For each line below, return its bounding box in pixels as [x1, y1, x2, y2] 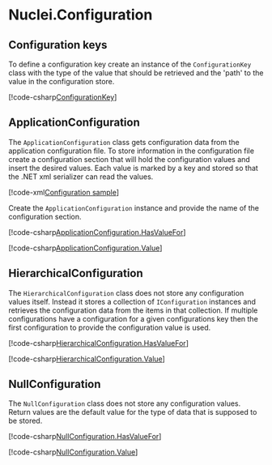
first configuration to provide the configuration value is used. [8, 322, 211, 332]
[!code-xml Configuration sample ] [8, 187, 120, 197]
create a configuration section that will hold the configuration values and [8, 154, 251, 164]
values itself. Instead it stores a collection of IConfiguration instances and [8, 296, 257, 306]
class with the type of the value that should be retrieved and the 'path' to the [8, 68, 264, 78]
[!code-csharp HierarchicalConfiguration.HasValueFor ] [8, 338, 189, 348]
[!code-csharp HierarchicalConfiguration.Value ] [8, 354, 166, 364]
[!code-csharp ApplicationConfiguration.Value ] [8, 243, 163, 253]
